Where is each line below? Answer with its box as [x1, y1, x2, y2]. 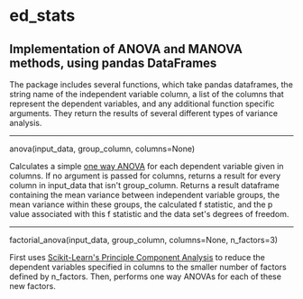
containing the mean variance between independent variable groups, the [9, 190, 280, 200]
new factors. [9, 281, 56, 291]
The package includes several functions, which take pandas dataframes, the [9, 79, 293, 90]
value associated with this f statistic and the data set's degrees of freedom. [9, 209, 289, 219]
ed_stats [9, 5, 76, 26]
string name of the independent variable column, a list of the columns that [9, 89, 284, 99]
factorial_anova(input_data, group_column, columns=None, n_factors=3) [9, 235, 278, 245]
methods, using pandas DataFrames [9, 55, 217, 70]
